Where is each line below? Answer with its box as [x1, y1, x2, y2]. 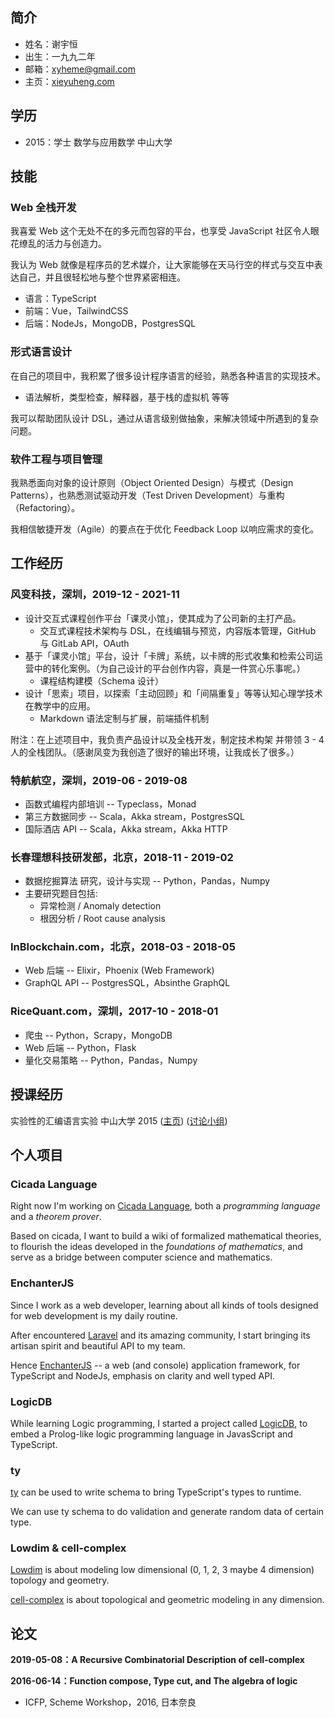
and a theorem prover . [10, 1211, 102, 1223]
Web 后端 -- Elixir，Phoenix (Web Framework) [24, 964, 215, 977]
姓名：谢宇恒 [24, 38, 78, 50]
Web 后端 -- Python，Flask [24, 1041, 137, 1053]
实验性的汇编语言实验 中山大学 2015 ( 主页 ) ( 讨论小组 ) [10, 1114, 228, 1127]
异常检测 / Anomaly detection [39, 900, 162, 912]
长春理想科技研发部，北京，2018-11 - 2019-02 [10, 850, 234, 864]
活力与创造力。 [44, 238, 107, 250]
